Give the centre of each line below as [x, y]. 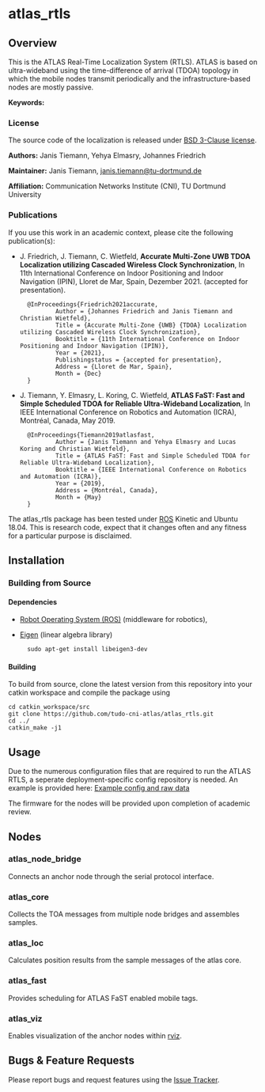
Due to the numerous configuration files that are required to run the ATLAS [130, 772]
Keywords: [26, 102]
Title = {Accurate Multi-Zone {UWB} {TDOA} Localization [151, 325]
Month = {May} [78, 497]
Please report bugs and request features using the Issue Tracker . [114, 1079]
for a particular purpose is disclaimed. [70, 536]
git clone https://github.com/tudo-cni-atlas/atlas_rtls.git [111, 714]
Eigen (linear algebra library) [66, 635]
